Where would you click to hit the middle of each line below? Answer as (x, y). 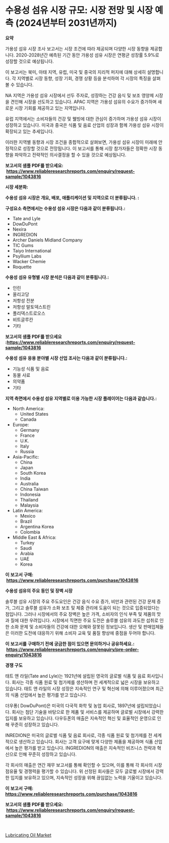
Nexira (19, 229)
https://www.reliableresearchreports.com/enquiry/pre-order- (73, 649)
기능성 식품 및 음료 (31, 369)
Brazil (26, 521)
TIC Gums (23, 245)
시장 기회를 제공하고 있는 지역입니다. (50, 108)
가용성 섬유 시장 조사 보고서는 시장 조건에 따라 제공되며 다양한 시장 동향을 (77, 48)
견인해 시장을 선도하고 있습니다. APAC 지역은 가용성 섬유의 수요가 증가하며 (83, 102)
